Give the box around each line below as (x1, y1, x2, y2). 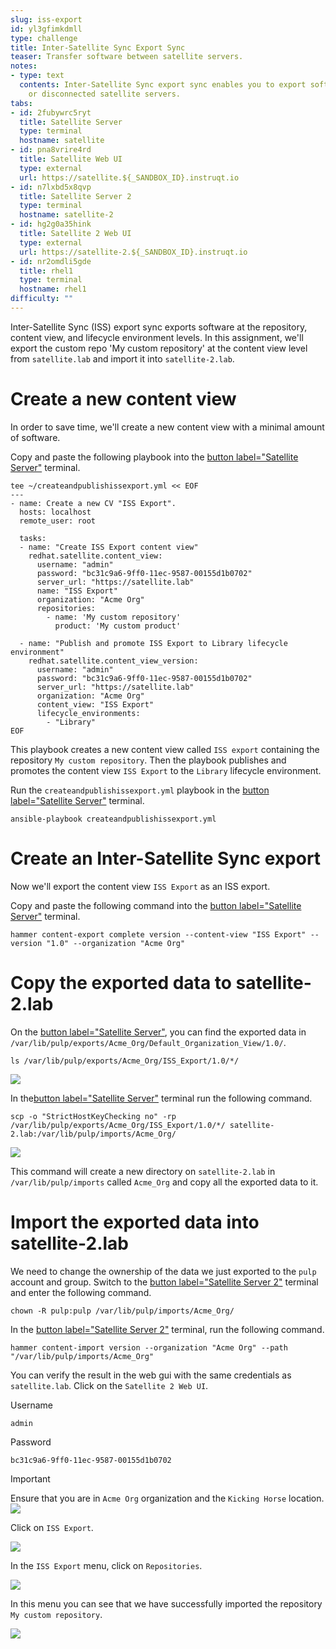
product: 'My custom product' (54, 621, 182, 631)
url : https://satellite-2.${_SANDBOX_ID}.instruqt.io (19, 247, 248, 257)
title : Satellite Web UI (19, 154, 123, 164)
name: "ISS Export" (36, 586, 118, 596)
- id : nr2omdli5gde (10, 256, 92, 266)
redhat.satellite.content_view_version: (28, 656, 199, 666)
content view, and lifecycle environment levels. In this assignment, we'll (10, 331, 304, 343)
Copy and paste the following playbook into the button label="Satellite (10, 451, 299, 463)
